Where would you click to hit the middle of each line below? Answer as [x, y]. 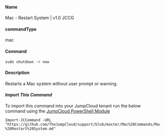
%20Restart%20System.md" [30, 129]
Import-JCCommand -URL [28, 120]
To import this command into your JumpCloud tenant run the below [73, 106]
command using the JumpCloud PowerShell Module [58, 111]
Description [17, 73]
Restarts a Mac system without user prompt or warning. [61, 83]
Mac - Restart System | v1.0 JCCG [40, 18]
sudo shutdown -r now [27, 62]
